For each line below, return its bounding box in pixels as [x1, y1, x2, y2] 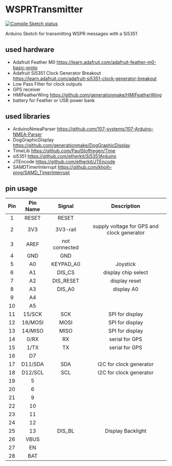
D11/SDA [21, 361, 45, 368]
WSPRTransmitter [5, 4, 83, 15]
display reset [110, 277, 141, 284]
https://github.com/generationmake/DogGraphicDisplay [12, 142, 131, 148]
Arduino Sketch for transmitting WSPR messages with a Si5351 [5, 30, 138, 36]
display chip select [103, 269, 148, 276]
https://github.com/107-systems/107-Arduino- [57, 126, 154, 132]
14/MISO [21, 327, 44, 335]
